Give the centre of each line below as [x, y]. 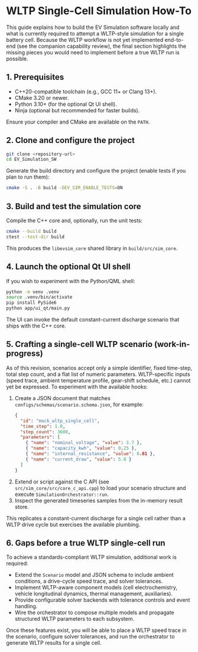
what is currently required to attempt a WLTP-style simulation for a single [95, 33]
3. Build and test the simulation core [74, 206]
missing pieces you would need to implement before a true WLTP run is [93, 52]
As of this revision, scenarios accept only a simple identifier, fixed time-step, [99, 368]
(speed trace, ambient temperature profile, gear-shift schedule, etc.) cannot [98, 380]
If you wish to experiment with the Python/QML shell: [71, 281]
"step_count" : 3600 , [46, 432]
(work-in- [172, 344]
